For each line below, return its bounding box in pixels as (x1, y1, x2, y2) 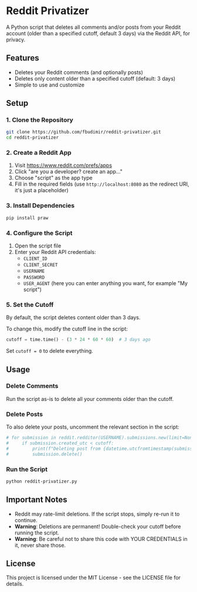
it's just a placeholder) (14, 187, 69, 194)
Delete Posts (6, 410, 43, 418)
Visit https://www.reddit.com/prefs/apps (14, 162, 113, 169)
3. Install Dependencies (6, 202, 75, 210)
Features (6, 53, 39, 63)
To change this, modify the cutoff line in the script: (6, 325, 128, 333)
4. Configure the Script (6, 229, 73, 237)
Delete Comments (6, 382, 59, 390)
